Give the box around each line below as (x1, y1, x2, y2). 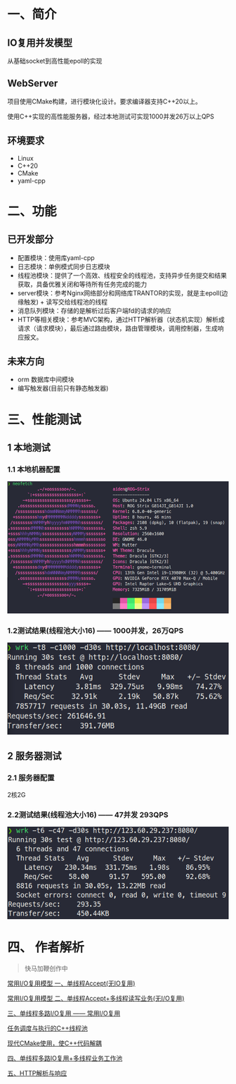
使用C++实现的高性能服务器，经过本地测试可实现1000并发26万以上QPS (7, 112, 214, 121)
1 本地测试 (7, 442, 51, 454)
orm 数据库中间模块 (17, 375, 74, 384)
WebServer (7, 78, 58, 90)
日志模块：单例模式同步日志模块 (17, 262, 110, 271)
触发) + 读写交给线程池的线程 (23, 297, 108, 306)
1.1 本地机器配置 (7, 464, 61, 474)
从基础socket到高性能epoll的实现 (7, 57, 103, 65)
